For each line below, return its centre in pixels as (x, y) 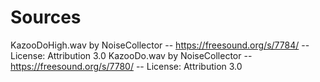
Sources (46, 17)
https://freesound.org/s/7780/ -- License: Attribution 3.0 (126, 66)
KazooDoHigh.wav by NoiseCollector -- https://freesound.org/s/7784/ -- (160, 45)
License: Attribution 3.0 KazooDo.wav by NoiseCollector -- (131, 55)
